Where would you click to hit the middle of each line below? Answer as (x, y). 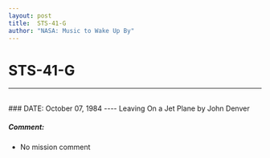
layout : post (30, 16)
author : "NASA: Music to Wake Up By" (72, 30)
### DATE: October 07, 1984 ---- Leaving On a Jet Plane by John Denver (129, 108)
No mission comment (55, 147)
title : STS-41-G (37, 23)
